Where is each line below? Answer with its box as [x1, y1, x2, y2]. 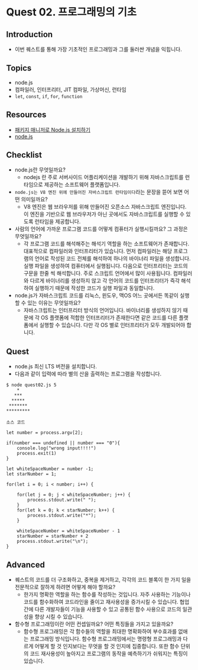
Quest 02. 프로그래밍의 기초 [6, 5, 137, 19]
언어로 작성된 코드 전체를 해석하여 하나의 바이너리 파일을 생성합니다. [34, 255, 191, 262]
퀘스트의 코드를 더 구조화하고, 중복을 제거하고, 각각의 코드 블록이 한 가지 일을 [14, 576, 191, 583]
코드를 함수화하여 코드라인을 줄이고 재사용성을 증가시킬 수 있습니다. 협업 [23, 598, 190, 606]
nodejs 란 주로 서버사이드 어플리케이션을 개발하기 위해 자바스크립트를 [23, 174, 184, 181]
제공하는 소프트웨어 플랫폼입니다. [44, 181, 121, 188]
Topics [6, 63, 32, 73]
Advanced [6, 559, 46, 569]
